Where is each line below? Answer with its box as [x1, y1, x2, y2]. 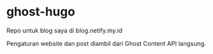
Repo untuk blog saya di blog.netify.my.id [6, 26, 123, 34]
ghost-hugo [6, 4, 76, 20]
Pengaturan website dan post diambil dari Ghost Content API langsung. [6, 39, 206, 47]
